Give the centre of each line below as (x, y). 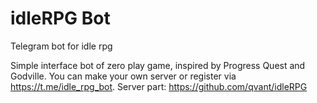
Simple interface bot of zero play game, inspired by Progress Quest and (158, 65)
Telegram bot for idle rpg (61, 46)
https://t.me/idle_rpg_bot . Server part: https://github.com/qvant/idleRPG (159, 86)
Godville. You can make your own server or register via (123, 76)
